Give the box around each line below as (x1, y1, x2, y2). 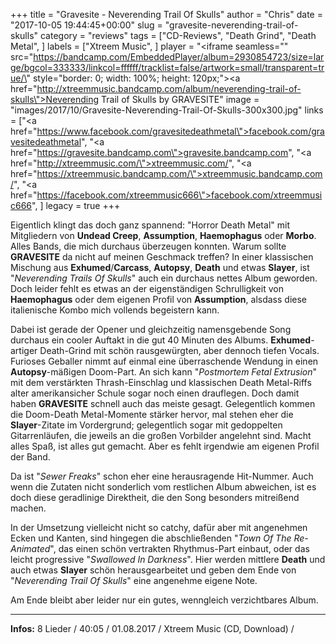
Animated (10, 543, 51, 554)
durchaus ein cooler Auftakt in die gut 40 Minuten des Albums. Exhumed (10, 334, 312, 346)
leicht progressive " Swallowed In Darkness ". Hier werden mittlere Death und (10, 554, 326, 565)
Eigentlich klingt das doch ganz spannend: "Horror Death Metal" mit (10, 219, 290, 231)
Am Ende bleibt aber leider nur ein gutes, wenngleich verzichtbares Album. (10, 594, 319, 606)
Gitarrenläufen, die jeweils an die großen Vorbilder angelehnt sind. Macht (10, 430, 312, 441)
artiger (10, 345, 38, 356)
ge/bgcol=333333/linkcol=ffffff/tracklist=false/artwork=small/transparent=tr (10, 62, 325, 73)
